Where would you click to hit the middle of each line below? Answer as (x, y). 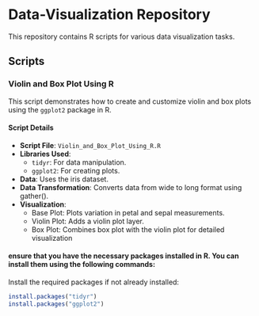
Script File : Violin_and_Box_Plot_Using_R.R (90, 145)
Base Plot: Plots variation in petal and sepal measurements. (128, 212)
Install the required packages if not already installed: (94, 282)
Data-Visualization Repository (110, 15)
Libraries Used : (45, 154)
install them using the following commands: (82, 265)
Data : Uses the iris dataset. (64, 179)
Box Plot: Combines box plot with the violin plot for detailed (128, 229)
